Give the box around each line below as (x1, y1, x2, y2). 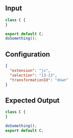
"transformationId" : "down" (10, 77, 69, 82)
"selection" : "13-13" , (10, 73, 57, 78)
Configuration (5, 50, 50, 59)
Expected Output (5, 96, 60, 105)
